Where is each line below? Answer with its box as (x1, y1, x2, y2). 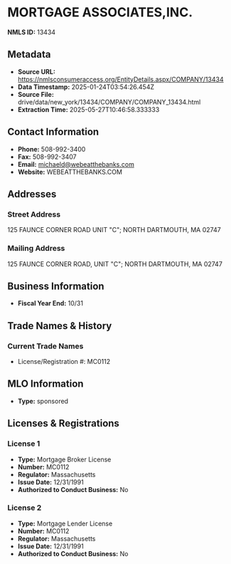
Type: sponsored (17, 397, 69, 405)
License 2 (7, 503, 42, 513)
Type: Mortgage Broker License (17, 455, 112, 464)
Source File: (17, 90, 55, 98)
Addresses (7, 188, 57, 200)
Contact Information (7, 126, 100, 138)
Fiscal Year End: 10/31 (17, 299, 84, 308)
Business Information (7, 280, 104, 292)
